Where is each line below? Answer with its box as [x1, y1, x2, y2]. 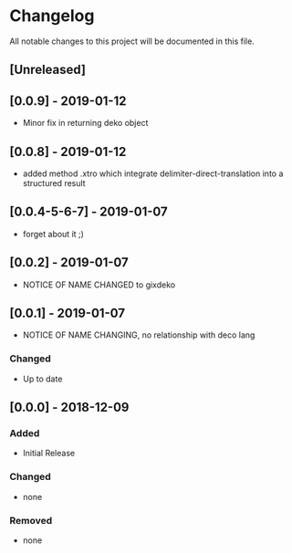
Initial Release [22, 448, 76, 459]
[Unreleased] [9, 62, 87, 78]
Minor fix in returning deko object [22, 118, 149, 129]
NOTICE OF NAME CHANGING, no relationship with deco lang [22, 329, 255, 340]
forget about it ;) [22, 228, 85, 239]
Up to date [22, 373, 63, 384]
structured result [22, 177, 86, 188]
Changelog [9, 5, 95, 26]
